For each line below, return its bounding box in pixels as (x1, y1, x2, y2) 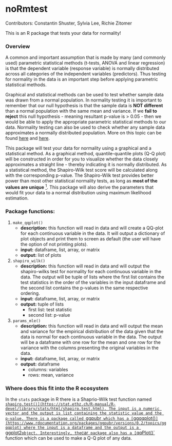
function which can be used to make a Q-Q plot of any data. (5, 435, 132, 441)
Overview (5, 43, 30, 50)
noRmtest (5, 3, 48, 15)
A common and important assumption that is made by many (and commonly (5, 54, 166, 60)
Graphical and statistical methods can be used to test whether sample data (5, 92, 164, 98)
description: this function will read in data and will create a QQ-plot (20, 225, 164, 231)
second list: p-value (28, 312, 70, 318)
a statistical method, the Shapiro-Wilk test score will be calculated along (5, 167, 158, 173)
